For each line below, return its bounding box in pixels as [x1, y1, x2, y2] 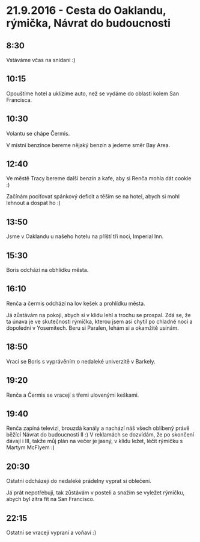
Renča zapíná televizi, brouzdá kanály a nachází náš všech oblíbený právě [6, 424, 190, 432]
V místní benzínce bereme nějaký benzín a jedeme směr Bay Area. [6, 141, 171, 148]
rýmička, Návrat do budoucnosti [6, 16, 171, 30]
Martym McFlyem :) [6, 444, 55, 451]
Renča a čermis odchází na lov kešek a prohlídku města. [6, 300, 145, 307]
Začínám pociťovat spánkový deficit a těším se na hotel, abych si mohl [6, 193, 180, 200]
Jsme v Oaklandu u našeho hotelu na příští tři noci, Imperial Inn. [6, 233, 164, 240]
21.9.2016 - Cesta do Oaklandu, [6, 4, 166, 17]
